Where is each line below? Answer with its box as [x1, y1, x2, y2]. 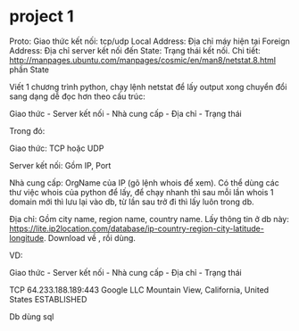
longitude [9, 232, 45, 243]
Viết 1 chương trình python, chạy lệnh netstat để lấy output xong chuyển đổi [9, 81, 287, 92]
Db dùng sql [9, 310, 54, 322]
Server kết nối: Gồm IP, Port [9, 160, 112, 170]
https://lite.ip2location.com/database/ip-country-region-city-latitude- [9, 223, 265, 234]
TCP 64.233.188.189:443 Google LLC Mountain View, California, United [9, 284, 270, 295]
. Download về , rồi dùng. [43, 232, 137, 243]
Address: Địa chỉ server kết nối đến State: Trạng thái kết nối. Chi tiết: [9, 45, 261, 55]
